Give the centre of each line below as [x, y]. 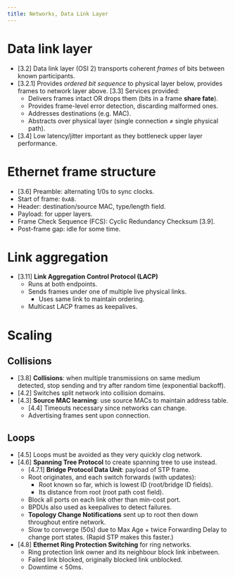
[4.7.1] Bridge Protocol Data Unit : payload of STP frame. [109, 470]
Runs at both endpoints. [63, 284]
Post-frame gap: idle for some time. [69, 229]
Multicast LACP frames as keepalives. [83, 307]
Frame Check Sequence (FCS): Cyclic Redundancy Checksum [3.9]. [116, 221]
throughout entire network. [67, 522]
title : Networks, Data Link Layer [58, 14]
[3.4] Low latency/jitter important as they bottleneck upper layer [110, 135]
